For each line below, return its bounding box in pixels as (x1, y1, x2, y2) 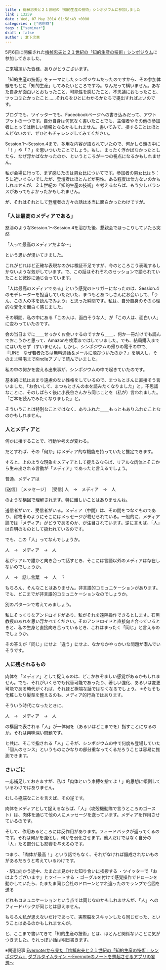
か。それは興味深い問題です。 (5, 729, 66, 736)
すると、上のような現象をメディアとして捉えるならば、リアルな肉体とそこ (5, 459, 156, 465)
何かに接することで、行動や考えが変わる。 (5, 438, 92, 444)
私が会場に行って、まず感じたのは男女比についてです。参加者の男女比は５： (5, 169, 160, 176)
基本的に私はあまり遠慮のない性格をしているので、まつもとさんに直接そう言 (5, 377, 161, 383)
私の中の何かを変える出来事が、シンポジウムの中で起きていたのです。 (5, 367, 147, 373)
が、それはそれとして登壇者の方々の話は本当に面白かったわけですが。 (5, 199, 148, 205)
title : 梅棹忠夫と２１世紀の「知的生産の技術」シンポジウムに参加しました (5, 7, 141, 12)
